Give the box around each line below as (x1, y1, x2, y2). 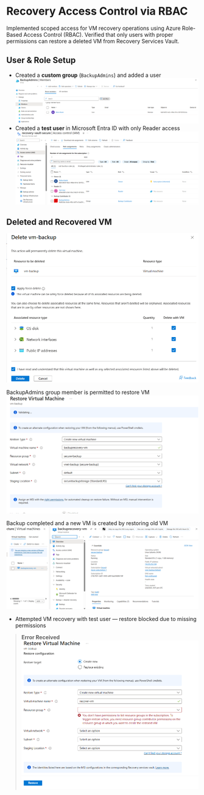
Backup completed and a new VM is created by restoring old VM (6, 520, 169, 527)
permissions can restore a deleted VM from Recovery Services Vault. (6, 37, 180, 45)
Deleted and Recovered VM (6, 217, 113, 227)
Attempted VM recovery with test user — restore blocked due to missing (15, 615, 197, 622)
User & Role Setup (6, 55, 76, 65)
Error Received (21, 633, 60, 641)
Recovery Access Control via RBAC (6, 4, 188, 18)
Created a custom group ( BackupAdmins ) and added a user (15, 71, 161, 79)
